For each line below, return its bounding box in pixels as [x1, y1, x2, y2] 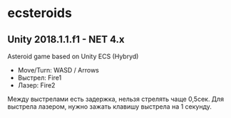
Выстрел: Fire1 [17, 73, 62, 82]
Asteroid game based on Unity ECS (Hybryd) [7, 52, 139, 60]
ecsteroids [7, 5, 73, 21]
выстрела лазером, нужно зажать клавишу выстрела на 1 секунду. [7, 102, 212, 111]
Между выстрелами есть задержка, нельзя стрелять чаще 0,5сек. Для [7, 95, 225, 103]
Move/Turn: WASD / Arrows [17, 66, 100, 74]
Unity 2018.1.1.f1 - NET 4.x [7, 33, 125, 45]
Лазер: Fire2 [17, 81, 56, 90]
